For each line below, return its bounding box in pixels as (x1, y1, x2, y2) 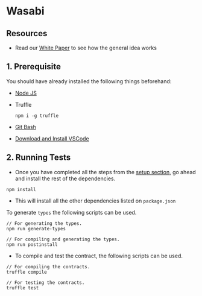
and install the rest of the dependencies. (14, 175, 116, 182)
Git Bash (14, 123, 36, 130)
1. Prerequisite (6, 61, 62, 72)
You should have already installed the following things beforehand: (6, 77, 172, 85)
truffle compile (6, 269, 47, 275)
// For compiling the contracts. (6, 263, 90, 269)
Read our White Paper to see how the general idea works (14, 44, 157, 51)
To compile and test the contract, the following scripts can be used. (14, 252, 183, 259)
